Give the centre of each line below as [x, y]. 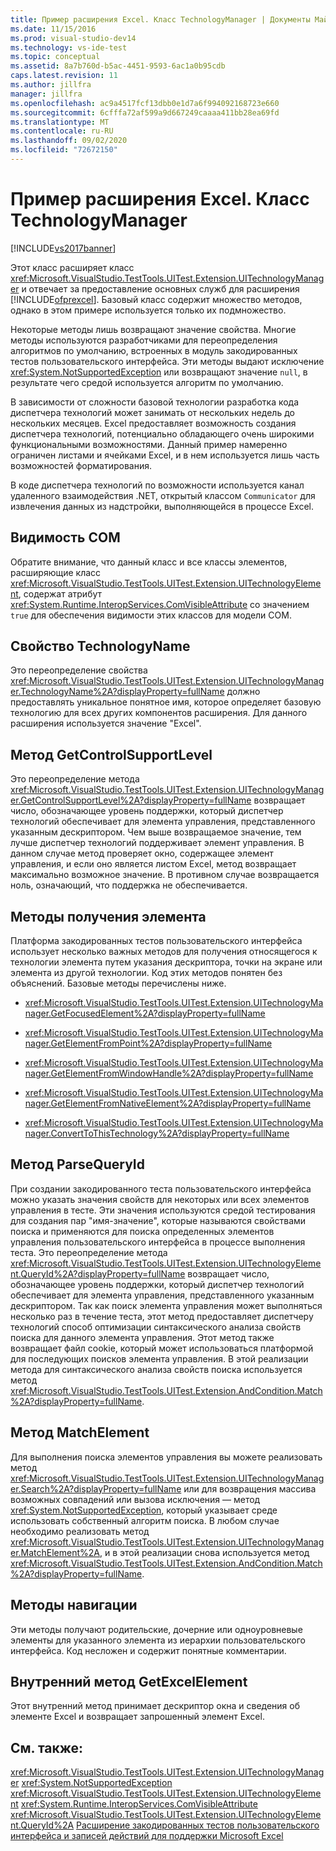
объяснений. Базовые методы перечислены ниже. [118, 983]
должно [243, 692]
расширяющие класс [56, 572]
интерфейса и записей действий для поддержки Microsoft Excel [147, 1836]
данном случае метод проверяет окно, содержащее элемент [142, 853]
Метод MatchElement [80, 1432]
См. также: [47, 1747]
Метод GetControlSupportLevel [111, 754]
